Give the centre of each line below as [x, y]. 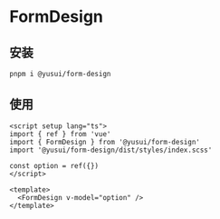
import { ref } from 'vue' [60, 134]
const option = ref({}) [54, 165]
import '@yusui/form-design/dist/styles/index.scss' [111, 150]
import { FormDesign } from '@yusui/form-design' [105, 142]
